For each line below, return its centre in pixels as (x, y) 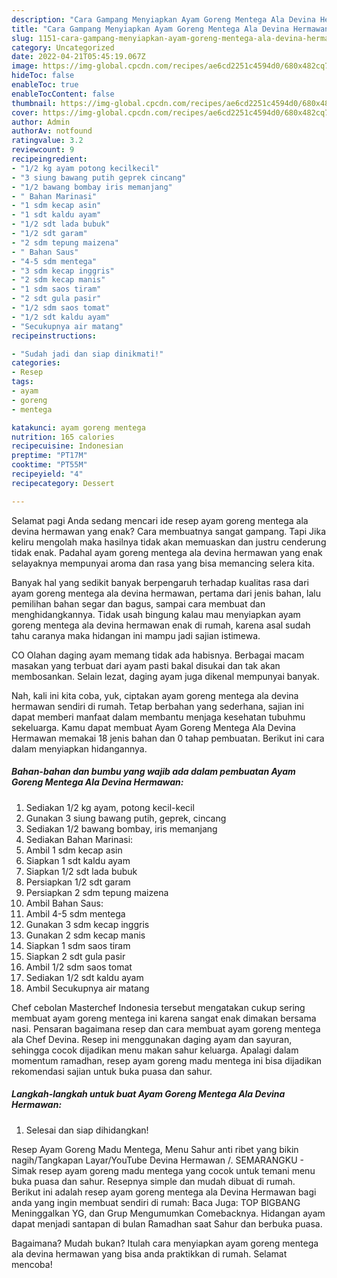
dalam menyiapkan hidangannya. (79, 748)
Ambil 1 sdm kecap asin (74, 850)
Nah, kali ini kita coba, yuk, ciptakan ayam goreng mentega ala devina (155, 695)
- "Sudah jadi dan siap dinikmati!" (87, 354)
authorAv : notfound (52, 131)
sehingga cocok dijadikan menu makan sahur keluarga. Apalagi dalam (155, 1050)
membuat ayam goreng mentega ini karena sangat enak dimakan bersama (164, 1018)
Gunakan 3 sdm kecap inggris (87, 924)
